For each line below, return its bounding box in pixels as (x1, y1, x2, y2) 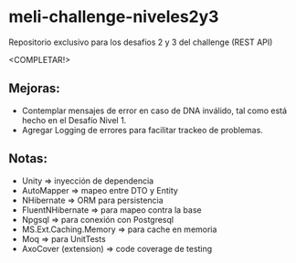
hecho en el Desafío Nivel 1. (21, 114, 127, 125)
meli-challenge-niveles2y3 (8, 6, 219, 27)
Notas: (8, 151, 48, 166)
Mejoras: (8, 80, 60, 97)
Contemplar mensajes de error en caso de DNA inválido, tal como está (21, 105, 288, 116)
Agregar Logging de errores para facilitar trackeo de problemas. (21, 124, 264, 135)
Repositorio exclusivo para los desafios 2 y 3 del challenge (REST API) (8, 37, 273, 47)
